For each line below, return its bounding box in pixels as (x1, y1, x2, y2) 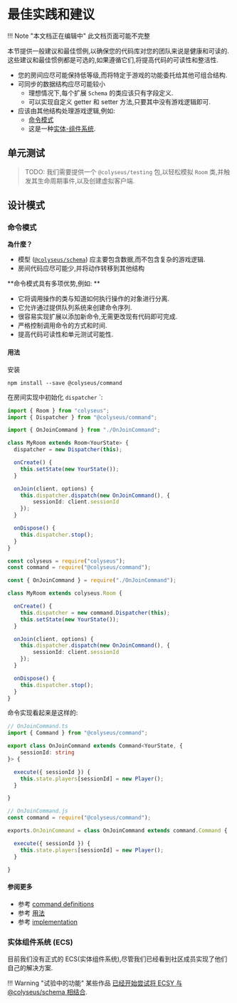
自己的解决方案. (7, 963, 53, 972)
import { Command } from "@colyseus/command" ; (7, 730, 148, 737)
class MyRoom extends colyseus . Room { (7, 590, 122, 597)
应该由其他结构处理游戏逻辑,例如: (17, 106, 115, 115)
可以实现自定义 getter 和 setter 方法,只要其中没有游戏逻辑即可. (28, 97, 211, 106)
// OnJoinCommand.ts (7, 722, 69, 730)
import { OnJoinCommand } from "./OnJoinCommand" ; (7, 426, 161, 434)
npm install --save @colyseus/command (7, 379, 122, 386)
